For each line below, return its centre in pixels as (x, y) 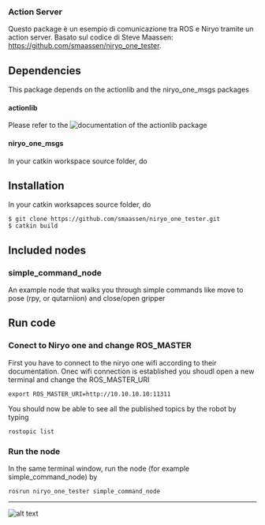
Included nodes (47, 250)
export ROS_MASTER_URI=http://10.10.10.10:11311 (90, 394)
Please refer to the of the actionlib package (108, 126)
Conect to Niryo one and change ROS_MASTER (100, 346)
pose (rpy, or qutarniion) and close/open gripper (87, 298)
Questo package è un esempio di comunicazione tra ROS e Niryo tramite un (131, 29)
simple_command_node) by (53, 477)
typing (19, 417)
